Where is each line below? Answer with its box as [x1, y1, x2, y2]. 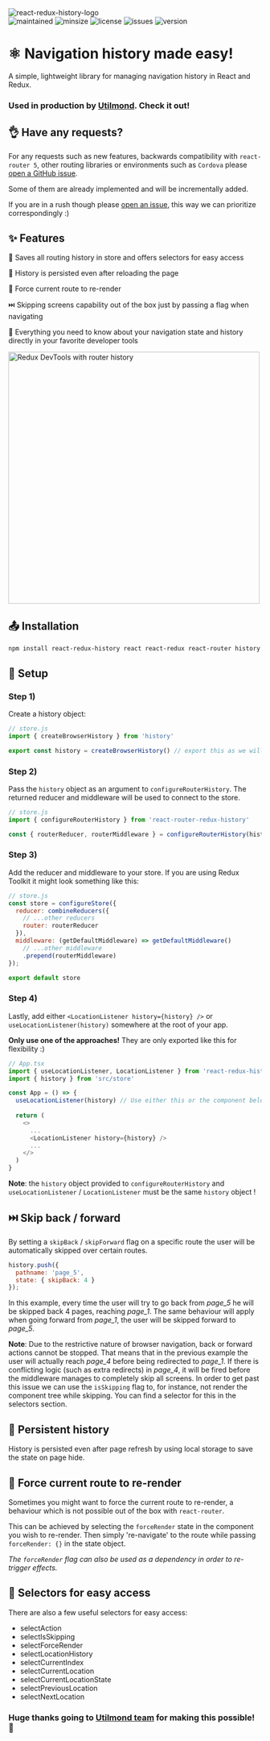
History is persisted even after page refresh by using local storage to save [8, 1444, 253, 1454]
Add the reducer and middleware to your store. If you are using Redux [8, 867, 239, 877]
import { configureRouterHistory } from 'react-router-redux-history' [8, 816, 250, 824]
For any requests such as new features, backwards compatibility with [8, 151, 239, 160]
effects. [31, 1563, 58, 1573]
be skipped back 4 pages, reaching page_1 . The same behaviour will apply [8, 1307, 255, 1316]
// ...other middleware [22, 944, 103, 952]
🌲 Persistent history [8, 1423, 110, 1436]
